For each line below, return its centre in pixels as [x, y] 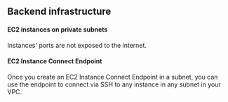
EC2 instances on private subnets [58, 29]
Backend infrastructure [59, 12]
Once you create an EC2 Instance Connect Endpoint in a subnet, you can [113, 77]
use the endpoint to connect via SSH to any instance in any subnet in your [114, 84]
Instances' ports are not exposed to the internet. [77, 45]
